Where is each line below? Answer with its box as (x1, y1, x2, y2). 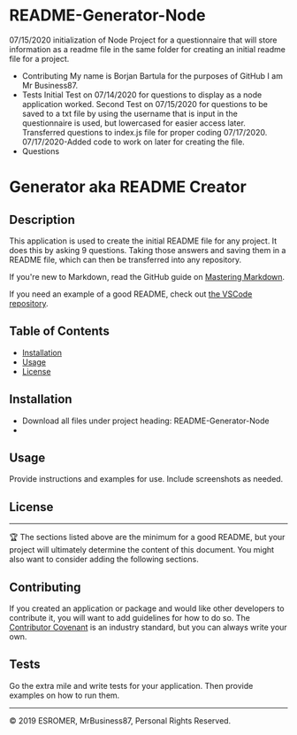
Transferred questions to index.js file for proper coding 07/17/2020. (21, 127, 268, 137)
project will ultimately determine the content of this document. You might (9, 545, 275, 555)
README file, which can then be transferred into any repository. (9, 254, 241, 265)
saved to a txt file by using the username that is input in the (21, 108, 239, 119)
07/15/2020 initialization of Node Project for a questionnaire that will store (9, 35, 278, 45)
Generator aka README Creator (9, 177, 247, 197)
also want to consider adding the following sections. (9, 554, 199, 565)
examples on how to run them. (9, 690, 120, 700)
